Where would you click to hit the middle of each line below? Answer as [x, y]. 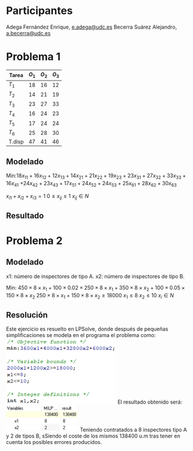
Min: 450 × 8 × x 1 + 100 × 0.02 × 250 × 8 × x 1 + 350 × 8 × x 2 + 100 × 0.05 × [96, 288]
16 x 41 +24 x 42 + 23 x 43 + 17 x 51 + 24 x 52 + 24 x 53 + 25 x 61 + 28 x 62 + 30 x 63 [92, 184]
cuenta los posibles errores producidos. [54, 442]
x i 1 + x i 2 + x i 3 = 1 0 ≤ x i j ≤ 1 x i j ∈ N [47, 197]
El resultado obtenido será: [150, 402]
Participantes [39, 11]
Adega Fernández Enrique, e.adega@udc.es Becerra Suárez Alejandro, [92, 27]
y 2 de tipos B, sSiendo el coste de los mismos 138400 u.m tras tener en [93, 436]
